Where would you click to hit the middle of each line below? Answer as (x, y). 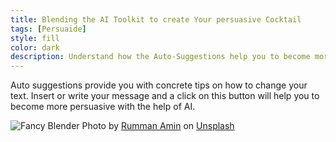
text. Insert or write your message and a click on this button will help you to (165, 96)
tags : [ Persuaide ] (48, 29)
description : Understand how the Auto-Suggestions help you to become (160, 57)
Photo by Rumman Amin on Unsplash (158, 126)
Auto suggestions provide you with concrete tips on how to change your (159, 85)
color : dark (35, 47)
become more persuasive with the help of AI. (103, 107)
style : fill (35, 38)
